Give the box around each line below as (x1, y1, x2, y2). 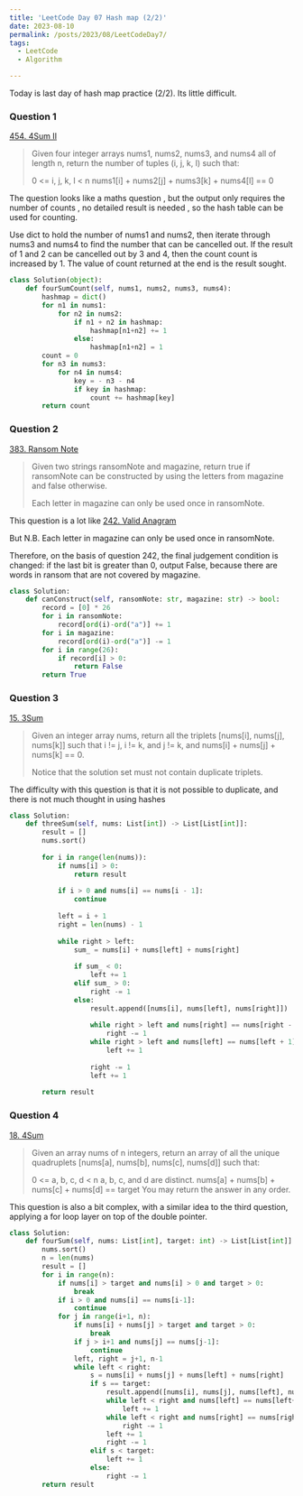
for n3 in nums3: (41, 360, 106, 369)
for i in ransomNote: (41, 612, 124, 621)
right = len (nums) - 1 (57, 919, 143, 929)
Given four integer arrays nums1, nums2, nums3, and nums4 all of (31, 148, 277, 159)
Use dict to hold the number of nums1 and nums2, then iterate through (9, 229, 271, 240)
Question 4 (9, 1109, 60, 1122)
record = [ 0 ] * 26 (41, 604, 111, 613)
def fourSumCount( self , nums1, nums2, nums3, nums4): (25, 284, 232, 293)
